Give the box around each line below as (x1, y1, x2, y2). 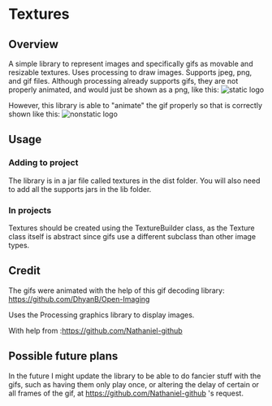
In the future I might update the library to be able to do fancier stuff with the (8, 371, 261, 381)
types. (8, 240, 30, 250)
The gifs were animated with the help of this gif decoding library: (8, 286, 225, 295)
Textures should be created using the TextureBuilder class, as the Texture (8, 223, 255, 233)
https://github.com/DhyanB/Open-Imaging (8, 294, 150, 303)
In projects (8, 204, 52, 216)
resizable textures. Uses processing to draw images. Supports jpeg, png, (8, 68, 253, 77)
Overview (8, 37, 59, 51)
